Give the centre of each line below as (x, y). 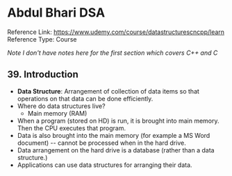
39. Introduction (43, 74)
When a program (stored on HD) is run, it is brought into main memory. (118, 121)
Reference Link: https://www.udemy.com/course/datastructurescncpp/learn (116, 32)
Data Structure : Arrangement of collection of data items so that (108, 91)
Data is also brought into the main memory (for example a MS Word (114, 135)
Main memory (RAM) (57, 113)
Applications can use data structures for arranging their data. (105, 165)
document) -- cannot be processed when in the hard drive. (101, 143)
